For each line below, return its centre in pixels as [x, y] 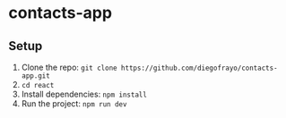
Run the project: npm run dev [74, 104]
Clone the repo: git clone [69, 67]
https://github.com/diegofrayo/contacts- [199, 68]
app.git [35, 76]
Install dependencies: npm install [84, 94]
